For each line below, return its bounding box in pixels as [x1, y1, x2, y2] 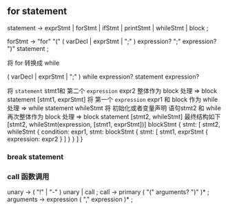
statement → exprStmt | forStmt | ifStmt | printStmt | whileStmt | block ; [7, 23, 209, 32]
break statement [7, 151, 64, 161]
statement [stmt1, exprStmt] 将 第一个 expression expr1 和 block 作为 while [7, 95, 218, 103]
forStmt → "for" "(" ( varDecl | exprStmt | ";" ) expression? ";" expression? [7, 37, 217, 45]
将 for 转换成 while [7, 59, 60, 67]
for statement [7, 6, 68, 17]
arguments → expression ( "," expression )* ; [7, 196, 133, 204]
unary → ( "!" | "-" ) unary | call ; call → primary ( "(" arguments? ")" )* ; [7, 188, 209, 196]
